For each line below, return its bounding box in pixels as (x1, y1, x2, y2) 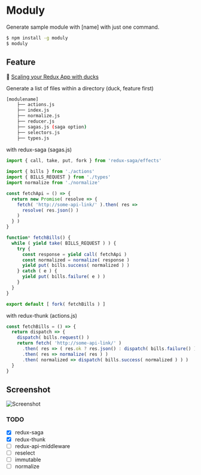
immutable (14, 456, 41, 463)
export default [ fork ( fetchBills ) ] (6, 301, 106, 307)
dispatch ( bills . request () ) (17, 334, 90, 341)
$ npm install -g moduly (6, 35, 68, 41)
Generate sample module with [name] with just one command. (6, 23, 160, 31)
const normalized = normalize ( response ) (22, 257, 130, 263)
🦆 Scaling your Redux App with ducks (6, 73, 99, 80)
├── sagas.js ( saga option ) (17, 124, 87, 130)
